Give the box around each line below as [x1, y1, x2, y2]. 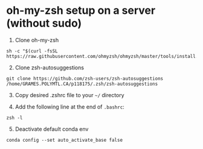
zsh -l [6, 115, 23, 121]
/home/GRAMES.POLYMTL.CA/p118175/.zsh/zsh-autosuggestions [6, 81, 158, 87]
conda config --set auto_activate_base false [6, 137, 123, 143]
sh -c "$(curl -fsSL [6, 48, 59, 54]
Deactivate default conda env [14, 125, 89, 133]
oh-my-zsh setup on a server [6, 4, 156, 17]
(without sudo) [6, 16, 82, 30]
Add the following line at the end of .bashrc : [14, 103, 125, 110]
